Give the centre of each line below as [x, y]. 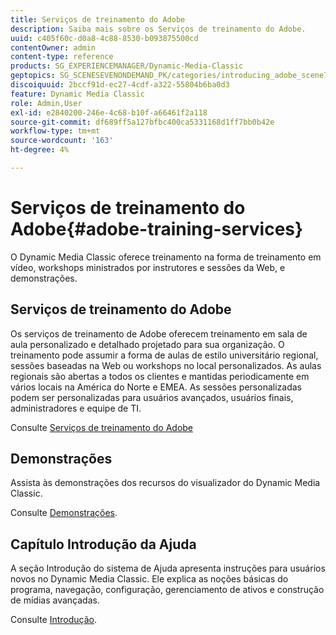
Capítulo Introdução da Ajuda [103, 544]
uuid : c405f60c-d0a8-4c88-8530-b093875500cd [104, 38]
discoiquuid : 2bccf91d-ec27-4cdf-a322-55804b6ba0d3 [120, 85]
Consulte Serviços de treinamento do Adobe [102, 427]
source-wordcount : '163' [62, 141]
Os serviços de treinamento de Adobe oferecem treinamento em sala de [159, 333]
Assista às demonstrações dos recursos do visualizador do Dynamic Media [165, 483]
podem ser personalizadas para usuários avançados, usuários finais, [152, 397]
